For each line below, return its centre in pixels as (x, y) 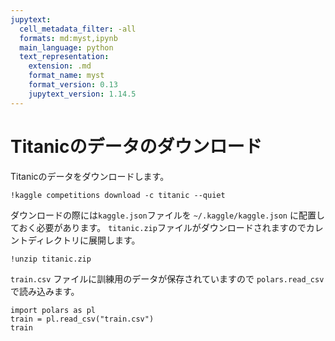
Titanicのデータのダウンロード (136, 146)
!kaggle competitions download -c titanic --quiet (118, 195)
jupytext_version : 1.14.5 (82, 94)
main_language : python (66, 47)
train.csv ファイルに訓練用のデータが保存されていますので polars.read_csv (167, 278)
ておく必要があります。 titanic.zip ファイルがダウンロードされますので (158, 227)
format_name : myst (66, 76)
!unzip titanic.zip (51, 259)
